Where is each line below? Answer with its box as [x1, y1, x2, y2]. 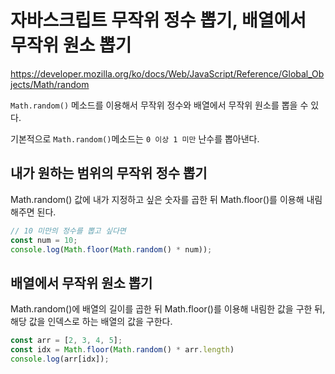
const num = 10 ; [10, 235, 78, 245]
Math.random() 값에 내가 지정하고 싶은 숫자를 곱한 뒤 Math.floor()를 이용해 [10, 193, 305, 205]
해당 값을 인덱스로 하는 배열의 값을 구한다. [10, 316, 173, 328]
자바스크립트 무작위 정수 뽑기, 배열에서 [10, 9, 307, 32]
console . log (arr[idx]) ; [10, 354, 110, 364]
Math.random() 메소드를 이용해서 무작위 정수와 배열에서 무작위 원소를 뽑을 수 [10, 99, 309, 111]
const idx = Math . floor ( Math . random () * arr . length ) [10, 345, 235, 355]
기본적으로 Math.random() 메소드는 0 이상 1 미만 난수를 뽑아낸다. [10, 132, 260, 145]
